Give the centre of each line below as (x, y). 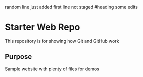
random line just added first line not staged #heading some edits (72, 7)
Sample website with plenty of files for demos (52, 69)
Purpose (19, 57)
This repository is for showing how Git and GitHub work (62, 41)
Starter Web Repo (43, 27)
